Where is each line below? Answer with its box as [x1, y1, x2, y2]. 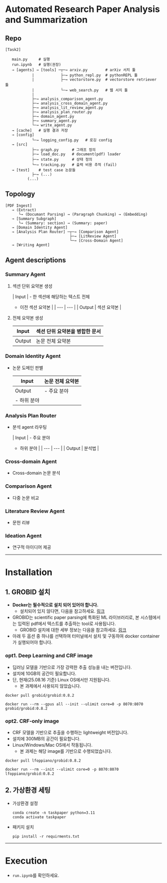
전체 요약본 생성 [12, 314, 43, 320]
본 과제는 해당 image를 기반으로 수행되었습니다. [19, 748, 112, 754]
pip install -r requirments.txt [12, 834, 80, 839]
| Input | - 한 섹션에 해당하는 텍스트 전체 [12, 294, 90, 299]
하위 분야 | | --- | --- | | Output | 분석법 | [19, 445, 99, 451]
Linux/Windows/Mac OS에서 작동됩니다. [12, 742, 93, 748]
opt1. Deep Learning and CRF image [5, 652, 93, 659]
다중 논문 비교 [12, 495, 39, 501]
